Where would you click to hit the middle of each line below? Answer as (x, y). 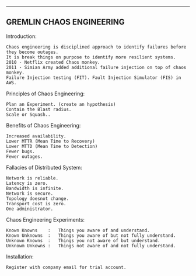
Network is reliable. (32, 178)
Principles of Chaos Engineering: (45, 94)
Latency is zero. (27, 183)
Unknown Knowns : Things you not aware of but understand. (83, 240)
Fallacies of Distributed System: (44, 167)
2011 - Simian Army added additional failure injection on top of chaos (96, 67)
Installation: (20, 256)
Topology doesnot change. (37, 199)
